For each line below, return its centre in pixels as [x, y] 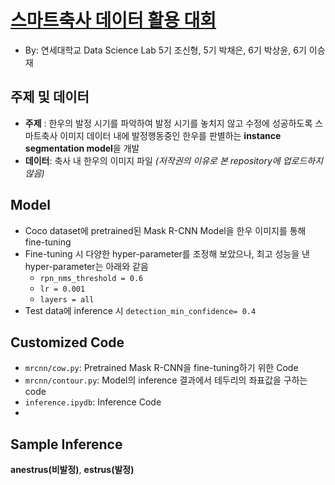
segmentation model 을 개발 [82, 148]
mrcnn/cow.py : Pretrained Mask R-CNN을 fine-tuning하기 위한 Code [161, 368]
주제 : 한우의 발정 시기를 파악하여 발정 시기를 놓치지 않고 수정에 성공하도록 [168, 123]
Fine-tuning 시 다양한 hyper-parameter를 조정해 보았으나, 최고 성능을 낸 [167, 253]
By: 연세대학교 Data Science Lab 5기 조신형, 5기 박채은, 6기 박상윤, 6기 [165, 50]
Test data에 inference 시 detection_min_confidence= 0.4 [140, 310]
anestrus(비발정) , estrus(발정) [72, 470]
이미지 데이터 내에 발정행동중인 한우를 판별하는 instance [170, 135]
